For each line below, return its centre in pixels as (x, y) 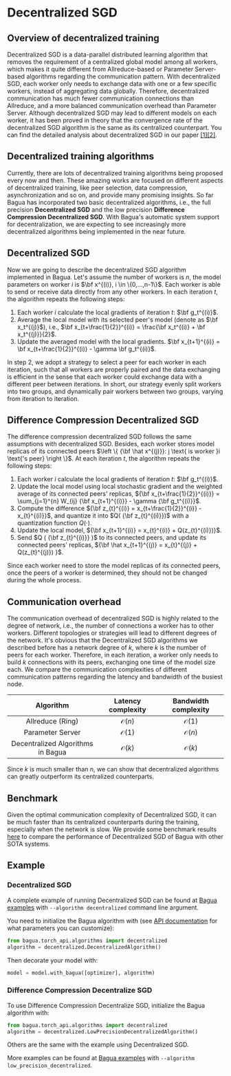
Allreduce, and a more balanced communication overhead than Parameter (112, 106)
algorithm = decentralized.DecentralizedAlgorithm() (84, 947)
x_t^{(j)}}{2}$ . (37, 334)
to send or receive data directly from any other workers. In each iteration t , (113, 292)
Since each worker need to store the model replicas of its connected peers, (114, 566)
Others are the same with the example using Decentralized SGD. (98, 1045)
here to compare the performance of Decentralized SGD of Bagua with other (115, 837)
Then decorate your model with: (53, 960)
